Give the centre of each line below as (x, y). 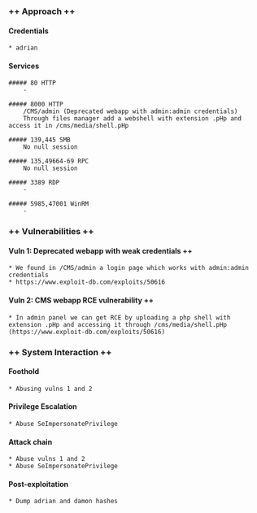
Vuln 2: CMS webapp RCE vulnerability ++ (81, 300)
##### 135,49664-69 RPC (49, 161)
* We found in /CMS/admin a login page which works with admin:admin (129, 268)
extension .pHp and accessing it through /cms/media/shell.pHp (118, 324)
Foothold (24, 372)
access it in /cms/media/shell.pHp (69, 126)
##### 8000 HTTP (36, 104)
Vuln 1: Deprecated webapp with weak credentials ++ (100, 250)
